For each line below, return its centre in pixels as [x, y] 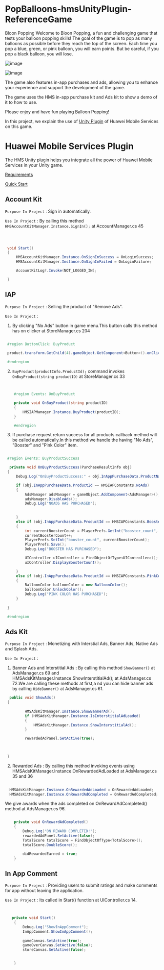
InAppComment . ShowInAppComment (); [58, 932]
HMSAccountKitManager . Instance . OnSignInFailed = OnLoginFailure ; [84, 262]
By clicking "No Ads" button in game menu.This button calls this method [85, 325]
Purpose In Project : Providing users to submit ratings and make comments [81, 885]
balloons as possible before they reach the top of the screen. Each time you [81, 43]
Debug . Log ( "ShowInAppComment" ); [56, 927]
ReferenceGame [39, 19]
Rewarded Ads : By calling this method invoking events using [73, 766]
